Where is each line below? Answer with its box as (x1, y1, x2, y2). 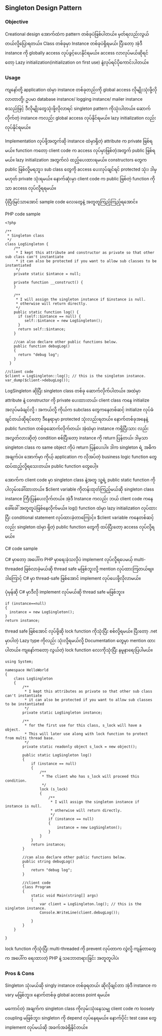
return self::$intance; (17, 327, 66, 332)
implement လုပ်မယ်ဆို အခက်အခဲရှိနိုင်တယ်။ (5, 1024, 88, 1030)
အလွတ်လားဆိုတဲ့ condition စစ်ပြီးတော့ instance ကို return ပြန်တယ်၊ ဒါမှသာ (5, 435, 148, 440)
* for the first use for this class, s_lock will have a (24, 723, 142, 728)
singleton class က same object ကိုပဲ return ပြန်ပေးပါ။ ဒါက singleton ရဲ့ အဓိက (5, 444, 156, 450)
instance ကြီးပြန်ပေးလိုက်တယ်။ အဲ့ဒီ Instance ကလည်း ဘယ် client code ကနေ (5, 495, 153, 501)
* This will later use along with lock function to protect (24, 731, 148, 736)
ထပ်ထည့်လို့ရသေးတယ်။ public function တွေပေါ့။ (5, 463, 99, 469)
